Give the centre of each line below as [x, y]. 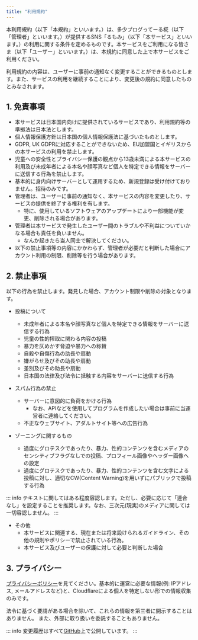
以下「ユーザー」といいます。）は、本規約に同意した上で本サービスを [100, 52]
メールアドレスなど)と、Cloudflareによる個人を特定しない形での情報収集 [103, 591]
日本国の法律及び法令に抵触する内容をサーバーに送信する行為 [99, 376]
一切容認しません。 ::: [33, 513]
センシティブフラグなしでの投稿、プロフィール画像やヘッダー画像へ [106, 456]
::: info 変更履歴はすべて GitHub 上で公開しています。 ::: [72, 631]
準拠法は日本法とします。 [46, 129]
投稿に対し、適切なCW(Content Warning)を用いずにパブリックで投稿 [108, 478]
